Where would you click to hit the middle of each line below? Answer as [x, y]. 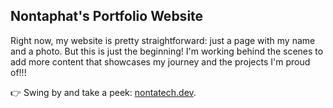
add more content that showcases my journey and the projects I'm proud [160, 61]
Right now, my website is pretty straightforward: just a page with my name [163, 40]
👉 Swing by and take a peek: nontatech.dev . [103, 92]
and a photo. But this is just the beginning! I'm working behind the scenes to [167, 51]
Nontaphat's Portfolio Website [107, 16]
